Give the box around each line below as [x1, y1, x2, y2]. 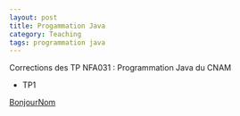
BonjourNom [9, 97, 56, 108]
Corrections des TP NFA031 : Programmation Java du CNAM [9, 62, 232, 73]
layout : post [9, 12, 58, 22]
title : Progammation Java [9, 21, 105, 30]
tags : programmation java [9, 37, 105, 47]
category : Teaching [9, 29, 82, 38]
